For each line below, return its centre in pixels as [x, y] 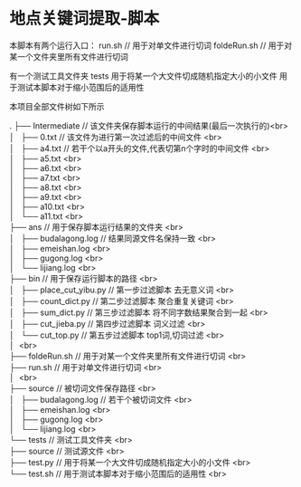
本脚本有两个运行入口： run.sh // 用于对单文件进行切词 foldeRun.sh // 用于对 [150, 45]
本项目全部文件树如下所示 [57, 106]
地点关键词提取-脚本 [85, 19]
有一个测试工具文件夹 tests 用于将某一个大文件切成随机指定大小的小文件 [143, 76]
